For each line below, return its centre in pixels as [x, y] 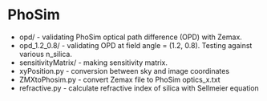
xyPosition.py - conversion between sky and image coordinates [124, 71]
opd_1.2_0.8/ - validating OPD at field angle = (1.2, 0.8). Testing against [136, 45]
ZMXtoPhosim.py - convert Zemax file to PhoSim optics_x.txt [120, 79]
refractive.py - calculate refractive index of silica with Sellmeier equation [139, 88]
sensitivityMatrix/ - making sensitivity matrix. [93, 63]
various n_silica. [46, 54]
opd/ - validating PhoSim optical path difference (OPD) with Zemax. [130, 37]
